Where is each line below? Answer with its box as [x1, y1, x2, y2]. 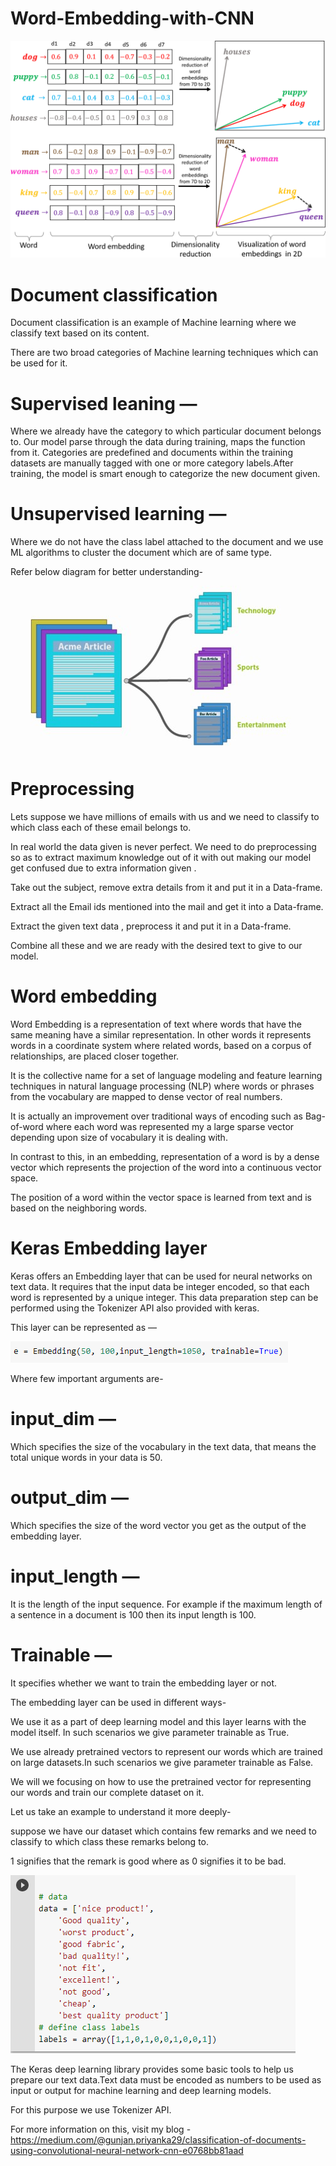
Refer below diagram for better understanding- [10, 566, 203, 578]
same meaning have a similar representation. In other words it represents [10, 1029, 312, 1041]
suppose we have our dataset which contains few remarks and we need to [10, 1825, 317, 1837]
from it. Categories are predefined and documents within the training [10, 447, 293, 459]
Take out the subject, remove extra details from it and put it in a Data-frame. [10, 882, 323, 894]
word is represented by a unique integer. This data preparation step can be [10, 1292, 319, 1304]
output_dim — [10, 1487, 129, 1509]
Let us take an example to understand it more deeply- [10, 1805, 232, 1817]
